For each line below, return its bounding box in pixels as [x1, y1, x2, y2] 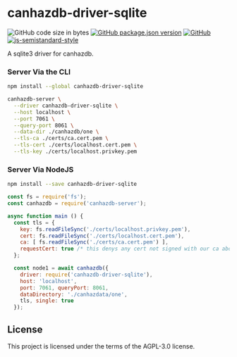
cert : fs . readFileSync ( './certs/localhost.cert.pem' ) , [20, 232, 185, 239]
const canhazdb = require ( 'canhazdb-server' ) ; [7, 200, 147, 207]
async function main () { [7, 213, 83, 220]
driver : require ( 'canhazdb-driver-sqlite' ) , [20, 271, 153, 278]
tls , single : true [20, 297, 74, 304]
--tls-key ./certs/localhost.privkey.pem [13, 148, 138, 156]
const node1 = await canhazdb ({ [13, 265, 109, 272]
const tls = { [13, 219, 55, 226]
